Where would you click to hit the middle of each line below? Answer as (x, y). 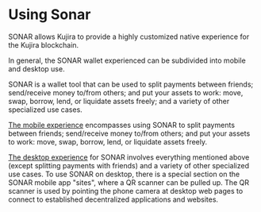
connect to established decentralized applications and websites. (113, 199)
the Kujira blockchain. (44, 44)
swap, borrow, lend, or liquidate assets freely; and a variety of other (119, 101)
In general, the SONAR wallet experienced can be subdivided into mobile (127, 60)
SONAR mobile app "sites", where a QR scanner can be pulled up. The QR (129, 182)
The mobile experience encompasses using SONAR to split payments (122, 125)
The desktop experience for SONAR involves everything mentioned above (129, 157)
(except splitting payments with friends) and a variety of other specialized (129, 165)
